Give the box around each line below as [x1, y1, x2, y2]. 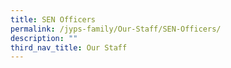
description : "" [10, 33, 78, 43]
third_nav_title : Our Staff [10, 42, 128, 53]
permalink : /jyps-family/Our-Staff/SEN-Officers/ [10, 24, 222, 34]
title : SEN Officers [10, 14, 97, 25]
